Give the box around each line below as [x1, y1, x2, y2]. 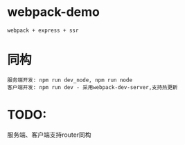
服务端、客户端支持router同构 [7, 130, 91, 139]
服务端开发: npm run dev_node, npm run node [7, 77, 133, 84]
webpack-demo [7, 4, 100, 20]
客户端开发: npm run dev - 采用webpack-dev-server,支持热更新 [7, 84, 178, 90]
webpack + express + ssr [7, 27, 79, 34]
